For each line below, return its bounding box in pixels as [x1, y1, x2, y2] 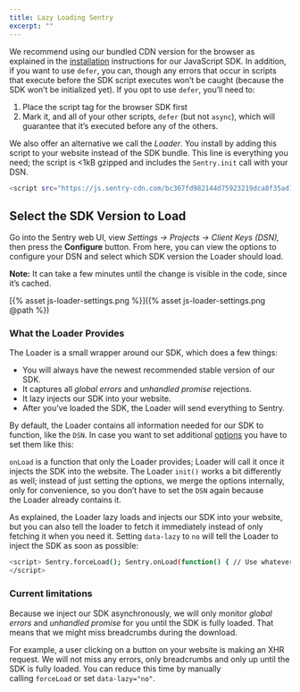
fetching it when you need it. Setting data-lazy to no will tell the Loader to [9, 531, 279, 542]
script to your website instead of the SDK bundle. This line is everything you [9, 147, 288, 158]
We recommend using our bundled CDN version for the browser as [9, 46, 255, 56]
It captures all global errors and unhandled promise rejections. [21, 384, 253, 395]
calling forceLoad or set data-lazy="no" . [9, 672, 156, 683]
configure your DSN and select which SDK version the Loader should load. [9, 252, 284, 262]
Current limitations [9, 587, 93, 600]
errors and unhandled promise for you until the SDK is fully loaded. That [9, 617, 274, 628]
